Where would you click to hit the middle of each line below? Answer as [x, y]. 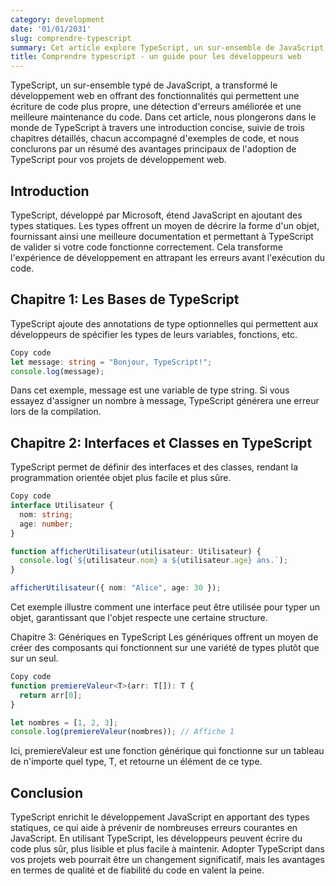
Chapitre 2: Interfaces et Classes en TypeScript [161, 442]
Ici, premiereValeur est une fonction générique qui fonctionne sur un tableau [167, 751]
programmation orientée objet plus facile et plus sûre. [121, 478]
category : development [57, 19]
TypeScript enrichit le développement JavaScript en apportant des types [160, 817]
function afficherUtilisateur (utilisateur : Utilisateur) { [136, 551]
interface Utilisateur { [62, 506]
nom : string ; [46, 514]
